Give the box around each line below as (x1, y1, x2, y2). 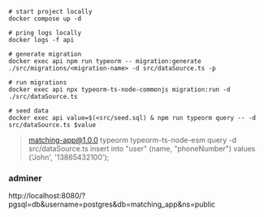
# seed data (8, 107, 49, 115)
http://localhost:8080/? (8, 191, 86, 201)
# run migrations (8, 79, 67, 87)
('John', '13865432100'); (28, 152, 110, 162)
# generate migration (8, 50, 82, 58)
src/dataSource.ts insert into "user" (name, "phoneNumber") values (28, 144, 256, 153)
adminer (8, 172, 42, 184)
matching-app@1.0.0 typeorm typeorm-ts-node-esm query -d (28, 135, 237, 145)
